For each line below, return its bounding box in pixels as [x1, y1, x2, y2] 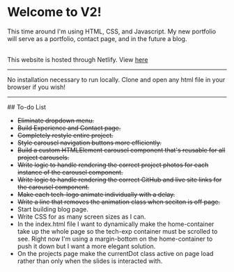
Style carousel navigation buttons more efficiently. [17, 138, 162, 147]
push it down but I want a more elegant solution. [17, 241, 156, 250]
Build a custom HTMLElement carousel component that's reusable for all [17, 145, 226, 154]
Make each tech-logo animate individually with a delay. [17, 190, 175, 198]
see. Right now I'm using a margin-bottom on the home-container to [17, 234, 213, 243]
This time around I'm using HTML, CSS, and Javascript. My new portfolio [7, 27, 217, 35]
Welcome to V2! [7, 4, 102, 20]
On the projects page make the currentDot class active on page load [17, 249, 214, 257]
